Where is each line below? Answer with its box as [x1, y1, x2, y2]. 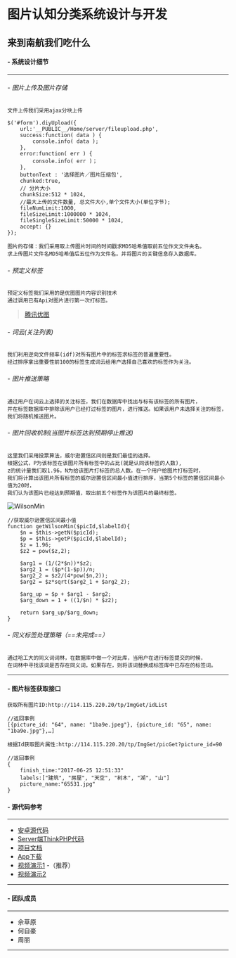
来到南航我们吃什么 [7, 37, 91, 49]
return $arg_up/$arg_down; [20, 609, 99, 616]
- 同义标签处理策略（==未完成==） [7, 631, 109, 639]
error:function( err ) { [20, 150, 93, 157]
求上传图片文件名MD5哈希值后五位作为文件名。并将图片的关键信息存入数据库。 [7, 250, 200, 257]
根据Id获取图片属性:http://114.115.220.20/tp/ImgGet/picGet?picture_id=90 [7, 741, 223, 748]
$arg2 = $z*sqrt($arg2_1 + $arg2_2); [20, 578, 131, 585]
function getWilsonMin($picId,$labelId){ [7, 523, 131, 530]
